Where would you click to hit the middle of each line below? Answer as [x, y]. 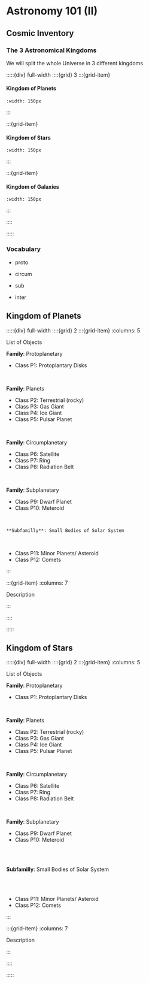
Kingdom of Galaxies [33, 186]
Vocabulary [23, 249]
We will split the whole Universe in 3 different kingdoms [75, 63]
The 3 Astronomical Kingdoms [51, 50]
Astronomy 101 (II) [52, 11]
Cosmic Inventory [40, 33]
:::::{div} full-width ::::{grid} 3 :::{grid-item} [58, 75]
